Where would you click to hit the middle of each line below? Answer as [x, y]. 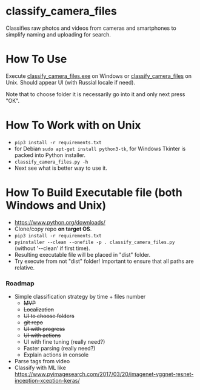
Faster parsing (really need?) [59, 349]
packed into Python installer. [50, 155]
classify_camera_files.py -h [51, 162]
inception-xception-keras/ [47, 381]
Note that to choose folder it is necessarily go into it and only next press [95, 94]
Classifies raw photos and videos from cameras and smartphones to [91, 28]
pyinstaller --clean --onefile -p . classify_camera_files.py [95, 242]
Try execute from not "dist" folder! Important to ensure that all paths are [104, 261]
